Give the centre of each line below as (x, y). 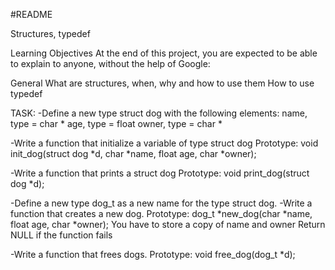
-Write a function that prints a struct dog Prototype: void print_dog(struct (160, 173)
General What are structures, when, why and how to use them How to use (162, 83)
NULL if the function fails (61, 235)
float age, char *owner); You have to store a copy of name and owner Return (168, 224)
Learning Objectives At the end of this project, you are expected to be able (164, 53)
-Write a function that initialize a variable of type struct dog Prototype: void (164, 143)
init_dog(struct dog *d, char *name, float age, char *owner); (133, 153)
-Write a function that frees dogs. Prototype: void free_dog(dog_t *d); (153, 254)
